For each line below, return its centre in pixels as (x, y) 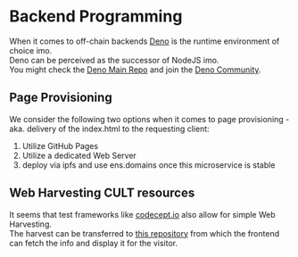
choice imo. (31, 50)
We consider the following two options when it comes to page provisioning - (149, 119)
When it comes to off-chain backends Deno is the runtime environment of (145, 41)
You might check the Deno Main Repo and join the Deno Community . (135, 70)
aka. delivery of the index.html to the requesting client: (109, 128)
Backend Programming (96, 17)
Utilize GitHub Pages (60, 145)
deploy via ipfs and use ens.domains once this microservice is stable (149, 165)
